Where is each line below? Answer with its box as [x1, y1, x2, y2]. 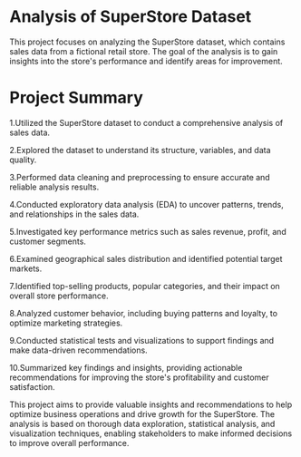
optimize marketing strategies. [9, 317, 123, 328]
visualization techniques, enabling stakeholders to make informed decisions [9, 428, 293, 439]
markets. [9, 263, 43, 274]
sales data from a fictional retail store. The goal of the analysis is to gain [9, 45, 278, 56]
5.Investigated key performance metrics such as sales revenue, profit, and [9, 226, 287, 237]
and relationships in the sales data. [9, 209, 140, 219]
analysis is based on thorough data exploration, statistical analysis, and [9, 418, 276, 429]
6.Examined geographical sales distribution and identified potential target [9, 253, 283, 264]
